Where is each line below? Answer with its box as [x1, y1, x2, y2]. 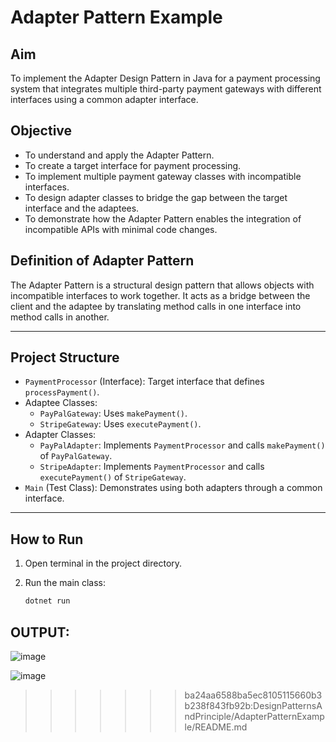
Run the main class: [24, 577, 107, 589]
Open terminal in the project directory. [24, 557, 183, 570]
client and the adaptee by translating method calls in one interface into [10, 300, 302, 312]
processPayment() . [24, 386, 100, 398]
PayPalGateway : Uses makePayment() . [39, 407, 188, 420]
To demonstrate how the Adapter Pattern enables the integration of [24, 212, 302, 225]
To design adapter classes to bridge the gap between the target [24, 191, 288, 203]
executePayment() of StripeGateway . [39, 471, 187, 483]
